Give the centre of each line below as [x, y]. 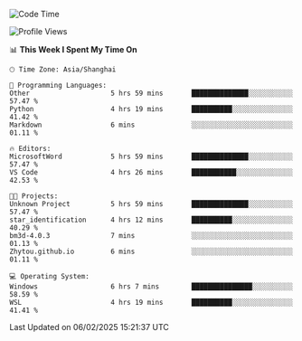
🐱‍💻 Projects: [34, 196]
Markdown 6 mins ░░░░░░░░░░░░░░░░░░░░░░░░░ [151, 125]
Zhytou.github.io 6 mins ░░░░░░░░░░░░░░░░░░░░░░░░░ [151, 251]
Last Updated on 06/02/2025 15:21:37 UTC [90, 327]
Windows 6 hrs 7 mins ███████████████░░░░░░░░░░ [151, 287]
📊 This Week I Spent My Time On [73, 49]
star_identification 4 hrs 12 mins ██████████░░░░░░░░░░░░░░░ [151, 220]
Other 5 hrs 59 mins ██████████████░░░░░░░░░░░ [151, 93]
